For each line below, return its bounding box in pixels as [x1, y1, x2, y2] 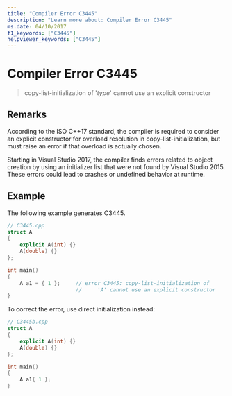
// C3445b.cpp [7, 318, 49, 326]
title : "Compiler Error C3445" [7, 10, 98, 17]
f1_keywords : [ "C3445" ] [7, 29, 76, 37]
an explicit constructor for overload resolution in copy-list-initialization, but [7, 135, 221, 143]
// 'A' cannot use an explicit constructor [75, 286, 216, 293]
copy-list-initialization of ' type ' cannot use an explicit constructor [24, 89, 211, 97]
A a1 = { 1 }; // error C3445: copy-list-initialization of [19, 279, 210, 286]
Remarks [7, 109, 47, 121]
